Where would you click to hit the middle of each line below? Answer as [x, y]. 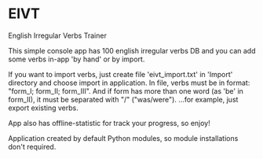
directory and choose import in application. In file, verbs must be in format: [129, 83]
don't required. [32, 146]
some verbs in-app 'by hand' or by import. [77, 59]
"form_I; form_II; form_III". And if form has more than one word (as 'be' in [126, 91]
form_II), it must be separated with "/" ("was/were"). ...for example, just [123, 99]
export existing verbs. [43, 108]
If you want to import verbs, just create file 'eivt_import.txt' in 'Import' [121, 74]
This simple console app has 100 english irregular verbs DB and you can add [132, 50]
